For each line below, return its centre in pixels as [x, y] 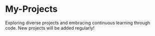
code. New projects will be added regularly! [50, 28]
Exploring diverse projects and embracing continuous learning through [78, 23]
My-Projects [31, 9]
